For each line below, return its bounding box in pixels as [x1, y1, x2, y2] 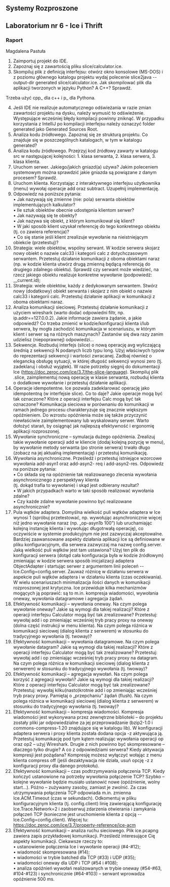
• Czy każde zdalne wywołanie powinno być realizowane [13, 499, 132, 505]
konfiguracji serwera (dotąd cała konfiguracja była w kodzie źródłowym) [13, 552, 164, 559]
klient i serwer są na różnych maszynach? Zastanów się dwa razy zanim [13, 331, 164, 337]
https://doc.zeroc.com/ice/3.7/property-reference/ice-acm [13, 822, 136, 828]
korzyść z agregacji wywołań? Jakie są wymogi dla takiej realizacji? [13, 676, 154, 682]
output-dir [13, 80, 34, 86]
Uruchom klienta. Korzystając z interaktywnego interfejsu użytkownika [13, 180, 161, 186]
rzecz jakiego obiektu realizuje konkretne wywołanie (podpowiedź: [13, 272, 152, 278]
